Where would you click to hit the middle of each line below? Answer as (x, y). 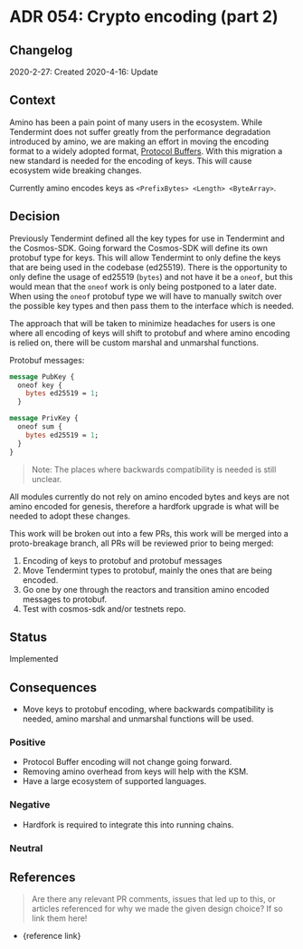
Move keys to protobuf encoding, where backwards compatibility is (148, 710)
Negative (30, 805)
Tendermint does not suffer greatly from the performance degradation (140, 131)
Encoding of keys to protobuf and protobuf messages (122, 560)
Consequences (53, 688)
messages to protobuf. (64, 599)
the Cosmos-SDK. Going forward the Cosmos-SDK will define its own (139, 247)
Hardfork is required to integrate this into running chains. (128, 824)
